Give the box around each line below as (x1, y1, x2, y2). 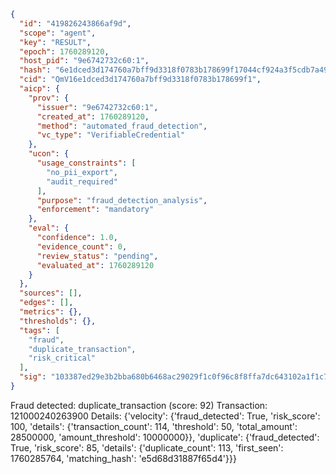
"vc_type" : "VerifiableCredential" (36, 130, 186, 140)
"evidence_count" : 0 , (36, 241, 128, 252)
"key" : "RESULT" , (19, 37, 92, 47)
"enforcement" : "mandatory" (36, 205, 155, 215)
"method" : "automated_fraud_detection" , (36, 121, 208, 131)
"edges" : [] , (19, 298, 74, 308)
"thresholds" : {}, (19, 316, 97, 326)
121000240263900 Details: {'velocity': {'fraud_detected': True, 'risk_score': (10, 410, 321, 422)
